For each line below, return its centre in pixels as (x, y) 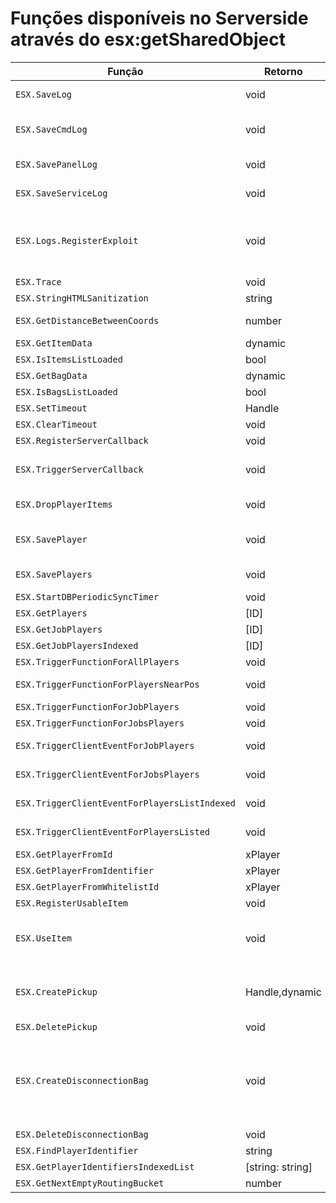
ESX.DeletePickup (56, 1026)
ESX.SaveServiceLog (61, 193)
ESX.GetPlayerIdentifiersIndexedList (105, 1166)
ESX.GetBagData (51, 375)
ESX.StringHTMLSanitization (82, 298)
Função (125, 71)
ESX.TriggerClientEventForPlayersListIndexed (125, 803)
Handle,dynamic (283, 992)
